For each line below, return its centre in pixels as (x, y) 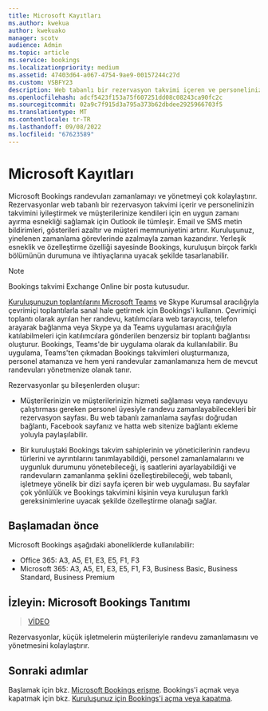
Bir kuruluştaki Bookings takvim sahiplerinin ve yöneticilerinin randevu (134, 450)
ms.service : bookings (44, 61)
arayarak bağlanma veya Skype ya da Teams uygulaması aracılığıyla (120, 327)
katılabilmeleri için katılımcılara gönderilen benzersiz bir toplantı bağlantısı (129, 335)
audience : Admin (35, 45)
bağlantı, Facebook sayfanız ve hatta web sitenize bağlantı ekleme (129, 426)
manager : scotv (33, 38)
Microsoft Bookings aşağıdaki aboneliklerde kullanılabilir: (101, 545)
